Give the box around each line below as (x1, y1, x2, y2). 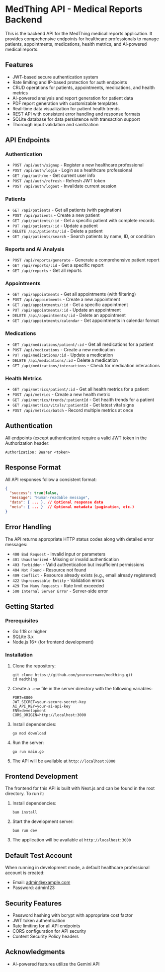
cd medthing (12, 677, 37, 682)
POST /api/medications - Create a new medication (12, 346, 115, 352)
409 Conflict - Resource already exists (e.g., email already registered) (12, 572, 157, 578)
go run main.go (12, 749, 44, 754)
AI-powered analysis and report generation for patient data (12, 95, 133, 101)
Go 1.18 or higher (12, 629, 47, 635)
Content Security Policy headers (12, 933, 79, 940)
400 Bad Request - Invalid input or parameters (12, 551, 106, 557)
